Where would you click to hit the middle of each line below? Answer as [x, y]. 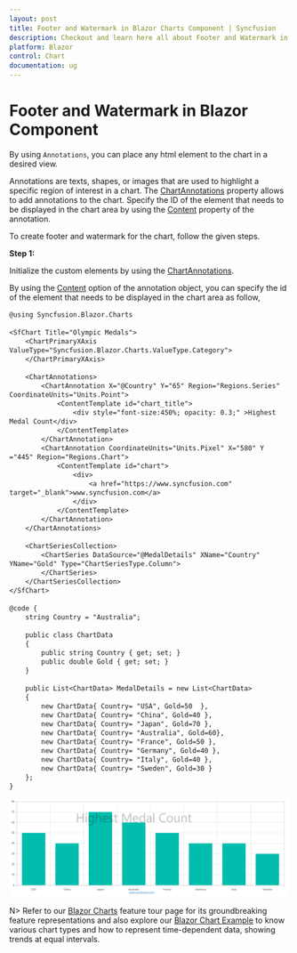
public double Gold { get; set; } [105, 662]
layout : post [33, 19]
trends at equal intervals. [55, 940]
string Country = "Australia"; [83, 617]
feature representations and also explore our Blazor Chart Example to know [147, 920]
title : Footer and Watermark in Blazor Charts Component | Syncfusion [143, 28]
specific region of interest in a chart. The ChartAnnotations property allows [147, 190]
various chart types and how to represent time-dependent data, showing [142, 930]
